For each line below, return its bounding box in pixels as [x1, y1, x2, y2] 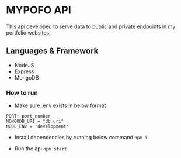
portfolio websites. [6, 29, 51, 36]
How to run [6, 88, 38, 97]
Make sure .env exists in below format [14, 102, 106, 109]
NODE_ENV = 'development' [6, 123, 69, 129]
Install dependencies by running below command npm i [14, 134, 148, 141]
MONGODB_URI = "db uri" [6, 118, 64, 125]
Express [14, 68, 34, 75]
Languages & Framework [6, 46, 99, 56]
